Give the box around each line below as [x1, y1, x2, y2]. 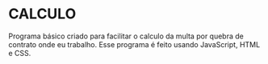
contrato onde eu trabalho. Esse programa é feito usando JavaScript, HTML [8, 39, 261, 49]
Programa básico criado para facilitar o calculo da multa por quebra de [8, 31, 244, 41]
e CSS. [8, 48, 31, 58]
